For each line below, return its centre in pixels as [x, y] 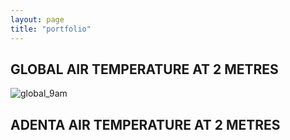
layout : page [37, 19]
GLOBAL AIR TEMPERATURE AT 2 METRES [144, 69]
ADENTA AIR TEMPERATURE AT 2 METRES [145, 124]
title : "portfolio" [51, 29]
